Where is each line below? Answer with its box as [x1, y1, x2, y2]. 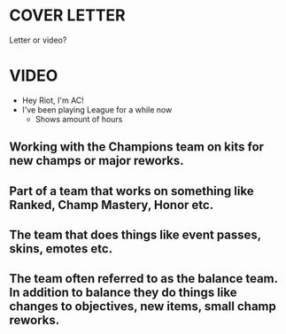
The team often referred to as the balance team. [9, 271, 278, 286]
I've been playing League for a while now [21, 104, 173, 115]
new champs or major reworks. [9, 153, 184, 168]
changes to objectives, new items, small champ [9, 299, 276, 315]
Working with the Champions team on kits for [9, 139, 264, 155]
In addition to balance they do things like [9, 285, 237, 300]
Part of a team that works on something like [9, 183, 254, 198]
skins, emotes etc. [9, 241, 113, 257]
